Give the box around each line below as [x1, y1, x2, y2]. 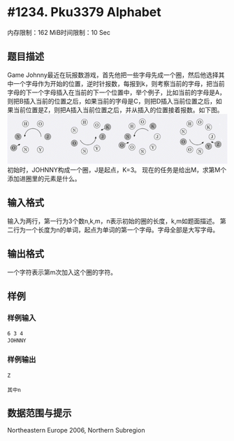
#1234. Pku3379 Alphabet [7, 4, 162, 20]
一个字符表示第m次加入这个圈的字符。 [7, 267, 117, 276]
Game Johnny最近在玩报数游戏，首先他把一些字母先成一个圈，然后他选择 [7, 71, 219, 79]
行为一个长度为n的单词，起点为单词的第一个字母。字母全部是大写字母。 [13, 225, 219, 234]
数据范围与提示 [7, 407, 72, 419]
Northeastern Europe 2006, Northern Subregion [7, 426, 145, 435]
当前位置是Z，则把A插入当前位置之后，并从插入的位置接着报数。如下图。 [13, 106, 224, 114]
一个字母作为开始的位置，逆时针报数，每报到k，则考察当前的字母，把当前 [13, 79, 225, 87]
